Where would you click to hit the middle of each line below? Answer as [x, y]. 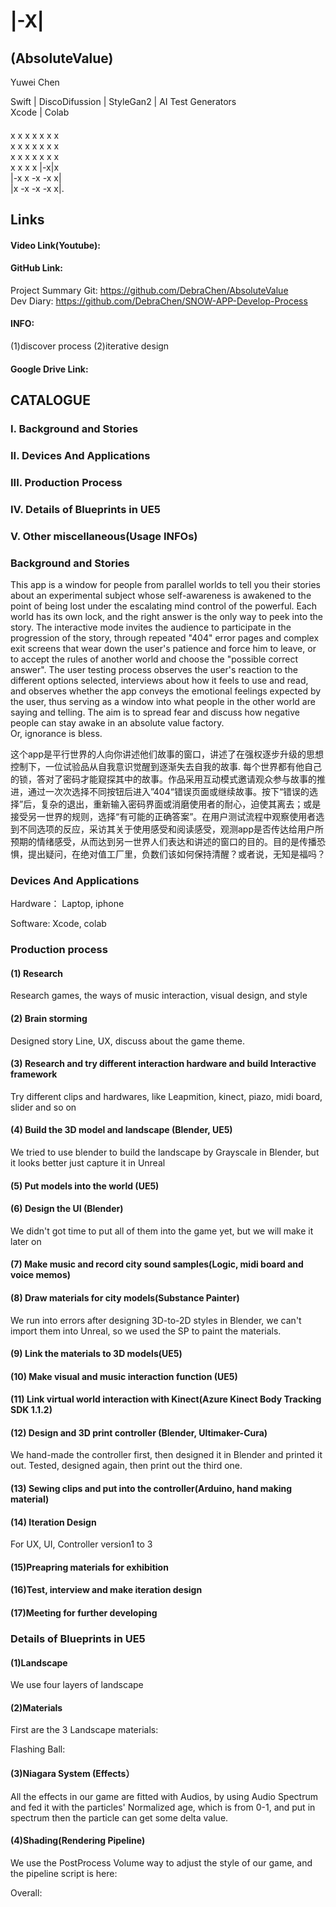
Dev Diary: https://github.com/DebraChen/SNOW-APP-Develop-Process [159, 301]
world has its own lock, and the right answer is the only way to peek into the [167, 616]
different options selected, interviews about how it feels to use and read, [159, 680]
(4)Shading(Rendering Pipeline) [78, 1841]
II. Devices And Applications [80, 455]
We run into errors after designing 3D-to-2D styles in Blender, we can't [156, 1320]
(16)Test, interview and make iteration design [106, 1590]
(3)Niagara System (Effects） [72, 1773]
